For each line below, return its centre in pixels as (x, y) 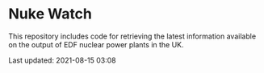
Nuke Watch (50, 14)
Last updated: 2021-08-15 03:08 (63, 60)
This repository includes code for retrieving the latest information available (132, 36)
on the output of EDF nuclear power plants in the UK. (96, 44)
